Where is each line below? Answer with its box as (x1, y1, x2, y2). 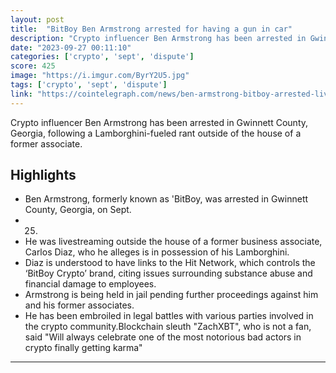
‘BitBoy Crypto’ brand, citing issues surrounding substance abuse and (24, 267, 313, 280)
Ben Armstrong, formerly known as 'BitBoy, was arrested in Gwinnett (24, 193, 309, 205)
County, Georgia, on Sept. (24, 204, 132, 216)
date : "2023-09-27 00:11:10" (10, 42, 132, 53)
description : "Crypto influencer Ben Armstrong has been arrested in (10, 33, 307, 43)
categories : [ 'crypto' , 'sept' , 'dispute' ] (10, 52, 195, 62)
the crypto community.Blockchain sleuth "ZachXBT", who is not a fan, (24, 321, 312, 333)
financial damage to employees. (24, 278, 157, 290)
